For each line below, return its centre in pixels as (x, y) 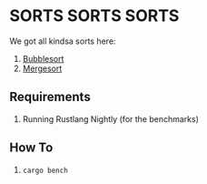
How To (31, 148)
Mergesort (42, 68)
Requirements (50, 97)
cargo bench (45, 170)
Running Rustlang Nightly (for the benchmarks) (111, 118)
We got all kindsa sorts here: (63, 41)
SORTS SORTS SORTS (94, 16)
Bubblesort (43, 58)
